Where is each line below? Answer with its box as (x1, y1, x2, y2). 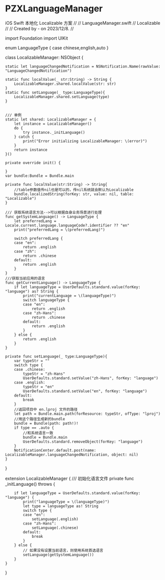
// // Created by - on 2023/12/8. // (5, 25, 74, 31)
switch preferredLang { (14, 236, 63, 241)
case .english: (14, 380, 46, 385)
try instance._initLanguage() (23, 130, 85, 135)
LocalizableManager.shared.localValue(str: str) (14, 81, 116, 86)
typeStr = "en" (23, 384, 55, 389)
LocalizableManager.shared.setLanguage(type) (14, 94, 110, 99)
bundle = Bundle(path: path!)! (14, 421, 79, 426)
